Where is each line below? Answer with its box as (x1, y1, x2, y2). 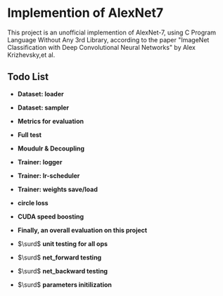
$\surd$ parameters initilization (17, 280, 113, 289)
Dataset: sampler (17, 103, 70, 112)
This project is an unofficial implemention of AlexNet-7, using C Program (7, 28, 217, 37)
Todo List (7, 71, 49, 83)
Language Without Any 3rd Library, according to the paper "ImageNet (7, 35, 210, 44)
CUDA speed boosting (17, 212, 84, 221)
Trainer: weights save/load (17, 185, 98, 193)
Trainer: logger (17, 157, 63, 166)
